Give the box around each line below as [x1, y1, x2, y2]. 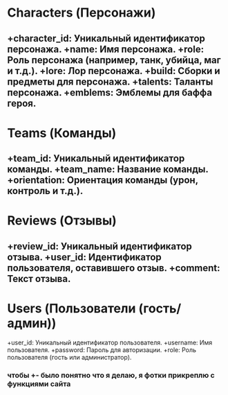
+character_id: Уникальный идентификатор [7, 33, 206, 44]
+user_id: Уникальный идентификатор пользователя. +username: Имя [7, 338, 213, 346]
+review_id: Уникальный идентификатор [7, 240, 192, 252]
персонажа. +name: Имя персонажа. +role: [7, 43, 205, 55]
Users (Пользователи [7, 300, 136, 316]
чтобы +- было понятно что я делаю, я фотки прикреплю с [7, 370, 216, 380]
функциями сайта [7, 379, 71, 389]
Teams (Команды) [7, 125, 117, 141]
